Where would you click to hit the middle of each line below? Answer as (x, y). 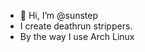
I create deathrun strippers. (76, 26)
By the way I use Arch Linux (77, 36)
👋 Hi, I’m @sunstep (59, 15)
